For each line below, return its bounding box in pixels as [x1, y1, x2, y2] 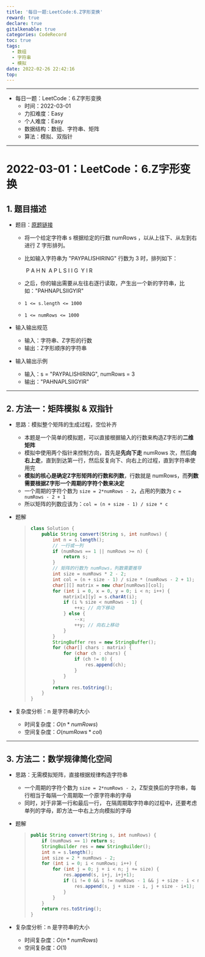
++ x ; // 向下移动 [74, 605, 115, 611]
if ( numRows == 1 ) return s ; [41, 838, 116, 844]
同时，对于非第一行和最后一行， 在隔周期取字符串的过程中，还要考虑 [24, 799, 197, 807]
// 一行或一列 [52, 542, 84, 549]
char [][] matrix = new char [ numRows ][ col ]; [52, 582, 165, 588]
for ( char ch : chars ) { [63, 650, 127, 657]
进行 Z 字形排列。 [24, 242, 69, 249]
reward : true [6, 15, 40, 21]
